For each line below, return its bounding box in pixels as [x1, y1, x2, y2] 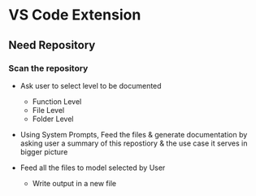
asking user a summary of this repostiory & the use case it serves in [20, 138, 248, 148]
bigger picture [20, 146, 68, 156]
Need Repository [8, 38, 96, 52]
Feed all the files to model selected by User [20, 163, 166, 172]
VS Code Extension [8, 6, 141, 24]
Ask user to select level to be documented [20, 81, 162, 90]
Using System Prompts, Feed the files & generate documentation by [20, 129, 248, 139]
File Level [32, 105, 65, 115]
